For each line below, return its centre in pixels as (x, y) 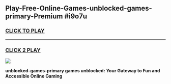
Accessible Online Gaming (34, 76)
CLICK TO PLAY (25, 31)
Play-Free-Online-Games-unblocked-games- (79, 8)
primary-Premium (34, 17)
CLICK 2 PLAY (23, 50)
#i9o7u (76, 17)
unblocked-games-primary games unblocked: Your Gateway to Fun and (83, 70)
